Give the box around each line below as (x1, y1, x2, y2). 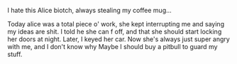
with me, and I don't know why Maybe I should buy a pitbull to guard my (7, 43, 218, 50)
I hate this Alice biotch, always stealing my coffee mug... (7, 6, 172, 14)
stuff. (7, 50, 23, 58)
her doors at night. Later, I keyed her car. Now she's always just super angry (7, 35, 231, 43)
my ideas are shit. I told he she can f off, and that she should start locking (7, 28, 222, 36)
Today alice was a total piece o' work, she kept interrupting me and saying (7, 20, 225, 28)
